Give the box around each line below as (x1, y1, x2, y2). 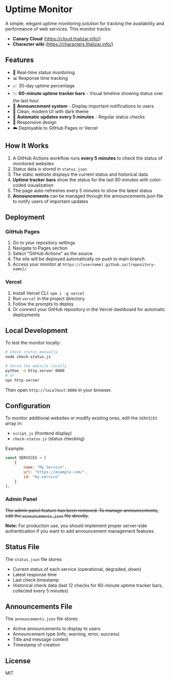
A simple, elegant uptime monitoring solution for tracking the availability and (5, 20, 164, 26)
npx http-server (5, 378, 40, 383)
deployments (12, 312, 41, 318)
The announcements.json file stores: (5, 616, 79, 622)
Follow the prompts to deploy (12, 301, 74, 307)
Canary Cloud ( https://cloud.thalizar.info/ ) (12, 36, 101, 42)
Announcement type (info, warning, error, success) (12, 631, 120, 637)
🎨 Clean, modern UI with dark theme (12, 108, 89, 114)
